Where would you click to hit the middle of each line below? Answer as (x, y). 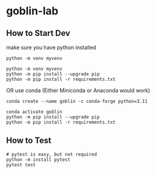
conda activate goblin (34, 112)
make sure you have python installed (51, 47)
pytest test (21, 165)
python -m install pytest (38, 160)
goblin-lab (32, 11)
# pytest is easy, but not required (52, 154)
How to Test (29, 141)
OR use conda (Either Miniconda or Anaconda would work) (78, 90)
